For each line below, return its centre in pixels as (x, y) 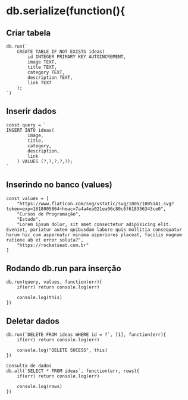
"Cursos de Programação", (49, 214)
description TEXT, (50, 78)
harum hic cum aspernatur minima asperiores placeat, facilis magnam (94, 235)
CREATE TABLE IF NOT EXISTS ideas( (61, 52)
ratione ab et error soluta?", (45, 240)
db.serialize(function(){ (66, 11)
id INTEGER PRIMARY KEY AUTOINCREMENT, (77, 57)
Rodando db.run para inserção (64, 269)
